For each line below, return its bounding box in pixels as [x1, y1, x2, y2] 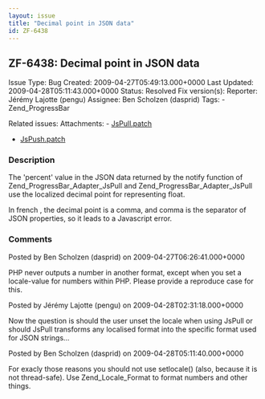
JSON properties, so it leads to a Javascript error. [8, 214, 173, 223]
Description [8, 154, 55, 165]
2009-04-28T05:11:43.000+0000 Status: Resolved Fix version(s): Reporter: [8, 86, 259, 96]
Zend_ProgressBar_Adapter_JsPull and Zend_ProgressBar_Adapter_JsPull [8, 181, 253, 191]
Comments [8, 234, 52, 245]
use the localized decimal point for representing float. [8, 189, 185, 199]
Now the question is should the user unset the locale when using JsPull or [8, 316, 253, 325]
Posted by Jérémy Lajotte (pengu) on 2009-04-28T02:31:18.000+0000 [8, 300, 243, 310]
